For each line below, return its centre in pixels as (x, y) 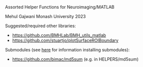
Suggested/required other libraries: (40, 26)
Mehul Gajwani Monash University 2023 (46, 16)
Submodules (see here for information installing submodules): (67, 50)
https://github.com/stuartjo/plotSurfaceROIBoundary (65, 40)
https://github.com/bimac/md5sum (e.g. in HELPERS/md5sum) (75, 59)
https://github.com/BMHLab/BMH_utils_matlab (59, 35)
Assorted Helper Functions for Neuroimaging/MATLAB (60, 7)
